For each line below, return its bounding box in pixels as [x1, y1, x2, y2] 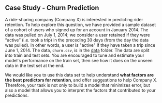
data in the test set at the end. [5, 63, 65, 68]
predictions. [5, 92, 29, 98]
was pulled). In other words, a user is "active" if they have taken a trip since [5, 42, 156, 48]
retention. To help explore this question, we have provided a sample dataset [5, 22, 156, 27]
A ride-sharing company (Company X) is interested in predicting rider [5, 16, 144, 22]
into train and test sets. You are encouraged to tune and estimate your [5, 52, 145, 58]
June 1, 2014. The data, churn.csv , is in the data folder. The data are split [5, 47, 150, 53]
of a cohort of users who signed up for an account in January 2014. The [5, 26, 148, 33]
